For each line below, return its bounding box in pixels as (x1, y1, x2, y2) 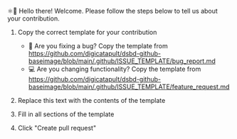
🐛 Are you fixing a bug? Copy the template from (28, 42, 169, 50)
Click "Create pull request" (17, 124, 97, 132)
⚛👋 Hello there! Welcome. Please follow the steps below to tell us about (7, 7, 218, 15)
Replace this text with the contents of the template (17, 96, 166, 104)
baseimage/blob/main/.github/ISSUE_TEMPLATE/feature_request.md (28, 82, 230, 91)
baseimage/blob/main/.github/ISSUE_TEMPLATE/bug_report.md (28, 57, 216, 65)
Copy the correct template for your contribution (17, 28, 157, 36)
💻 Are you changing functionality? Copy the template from (28, 65, 201, 73)
